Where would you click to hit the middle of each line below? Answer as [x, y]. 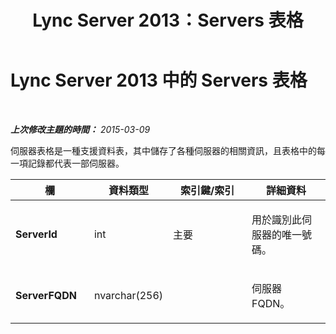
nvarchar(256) [128, 295]
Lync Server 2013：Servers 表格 [168, 20]
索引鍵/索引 [207, 190]
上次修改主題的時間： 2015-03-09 [80, 129]
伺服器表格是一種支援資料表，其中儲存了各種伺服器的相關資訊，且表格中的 [163, 150]
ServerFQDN [46, 295]
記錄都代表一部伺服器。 [76, 163]
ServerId [36, 234]
